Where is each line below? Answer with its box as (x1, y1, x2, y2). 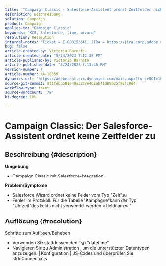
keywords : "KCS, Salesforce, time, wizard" (5, 30, 96, 35)
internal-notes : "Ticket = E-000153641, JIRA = (5, 40, 105, 44)
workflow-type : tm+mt (5, 85, 50, 90)
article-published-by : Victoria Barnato (5, 58, 90, 63)
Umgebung (5, 164, 29, 170)
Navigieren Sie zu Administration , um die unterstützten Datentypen (12, 245, 150, 251)
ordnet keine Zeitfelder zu (47, 131, 156, 142)
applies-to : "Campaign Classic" (5, 26, 72, 31)
